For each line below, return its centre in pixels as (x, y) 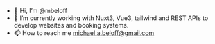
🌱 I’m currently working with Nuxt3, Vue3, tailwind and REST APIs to (111, 18)
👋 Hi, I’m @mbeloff (41, 11)
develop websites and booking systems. (71, 25)
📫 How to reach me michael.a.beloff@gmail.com (84, 33)
